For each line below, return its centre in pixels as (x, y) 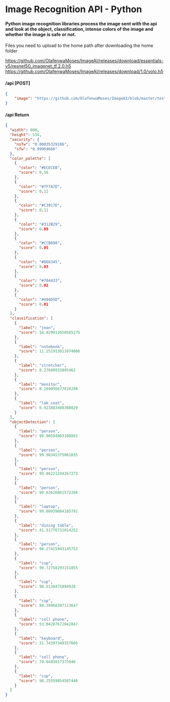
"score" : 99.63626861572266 (48, 492)
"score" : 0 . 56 (34, 173)
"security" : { (25, 140)
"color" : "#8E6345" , (40, 262)
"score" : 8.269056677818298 (48, 389)
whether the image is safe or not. (41, 34)
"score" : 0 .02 (34, 285)
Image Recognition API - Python (74, 9)
